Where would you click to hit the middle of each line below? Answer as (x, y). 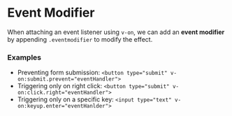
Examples (24, 57)
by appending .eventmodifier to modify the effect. (80, 39)
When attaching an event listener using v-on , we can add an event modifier (116, 32)
